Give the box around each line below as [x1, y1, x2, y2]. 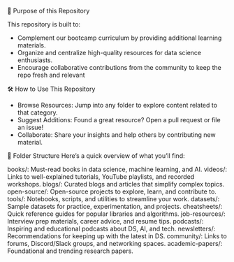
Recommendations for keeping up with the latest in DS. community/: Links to [7, 232, 227, 240]
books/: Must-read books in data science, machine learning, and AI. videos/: [7, 165, 227, 173]
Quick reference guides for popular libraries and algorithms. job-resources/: [7, 210, 226, 218]
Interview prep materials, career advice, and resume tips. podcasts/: [7, 217, 204, 225]
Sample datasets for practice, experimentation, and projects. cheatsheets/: [7, 203, 223, 210]
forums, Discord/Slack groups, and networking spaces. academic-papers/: [7, 240, 223, 247]
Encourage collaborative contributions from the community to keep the [17, 64, 221, 71]
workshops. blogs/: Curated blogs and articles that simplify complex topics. [7, 180, 225, 188]
